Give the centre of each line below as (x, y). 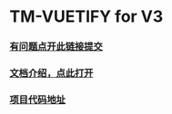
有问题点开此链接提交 (56, 47)
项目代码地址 (38, 100)
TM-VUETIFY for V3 (86, 17)
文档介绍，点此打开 (51, 73)
